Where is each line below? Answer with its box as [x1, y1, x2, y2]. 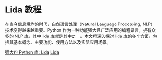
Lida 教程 [5, 4, 42, 15]
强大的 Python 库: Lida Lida [5, 49, 59, 55]
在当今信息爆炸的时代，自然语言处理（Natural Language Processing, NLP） [5, 21, 156, 27]
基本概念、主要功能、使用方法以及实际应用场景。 [13, 39, 111, 45]
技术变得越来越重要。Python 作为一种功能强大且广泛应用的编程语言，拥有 [5, 27, 152, 33]
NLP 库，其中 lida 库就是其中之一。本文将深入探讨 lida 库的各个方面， [14, 33, 153, 39]
